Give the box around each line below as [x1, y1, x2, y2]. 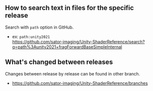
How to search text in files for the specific [5, 4, 134, 12]
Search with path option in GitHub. [5, 24, 74, 30]
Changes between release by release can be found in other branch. [5, 71, 140, 76]
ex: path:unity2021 [12, 33, 50, 39]
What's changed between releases [5, 58, 113, 66]
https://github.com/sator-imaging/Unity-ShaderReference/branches [12, 80, 148, 86]
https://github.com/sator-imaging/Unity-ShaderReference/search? [12, 39, 145, 45]
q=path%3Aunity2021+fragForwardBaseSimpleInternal [12, 44, 122, 50]
